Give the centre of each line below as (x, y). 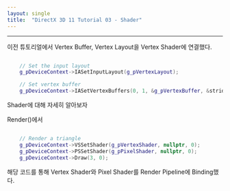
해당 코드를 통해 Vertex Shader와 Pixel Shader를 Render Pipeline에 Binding (110, 172)
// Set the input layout (55, 66)
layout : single (29, 13)
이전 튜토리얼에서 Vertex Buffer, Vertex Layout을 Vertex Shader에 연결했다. (110, 47)
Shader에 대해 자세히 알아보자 (47, 105)
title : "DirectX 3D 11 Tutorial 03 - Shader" (75, 20)
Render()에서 (25, 120)
